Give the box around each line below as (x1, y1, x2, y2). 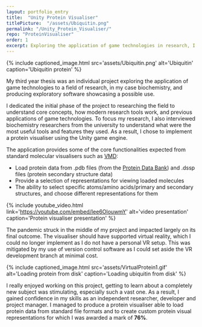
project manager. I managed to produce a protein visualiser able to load (6, 301, 184, 308)
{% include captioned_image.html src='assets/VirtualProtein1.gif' (6, 263, 168, 271)
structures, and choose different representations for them (14, 190, 159, 197)
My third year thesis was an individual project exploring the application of (6, 77, 189, 85)
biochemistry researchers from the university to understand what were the (6, 121, 192, 128)
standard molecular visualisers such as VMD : (6, 152, 119, 159)
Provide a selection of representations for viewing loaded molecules (14, 177, 185, 184)
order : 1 (6, 37, 28, 43)
